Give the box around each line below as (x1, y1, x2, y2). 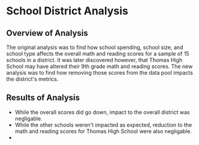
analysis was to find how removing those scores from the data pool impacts (6, 69, 194, 76)
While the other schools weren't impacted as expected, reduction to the (14, 121, 192, 128)
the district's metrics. (6, 76, 59, 82)
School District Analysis (6, 4, 129, 18)
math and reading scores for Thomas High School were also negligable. (14, 127, 192, 135)
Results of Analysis (6, 92, 80, 103)
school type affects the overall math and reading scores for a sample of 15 (6, 50, 190, 57)
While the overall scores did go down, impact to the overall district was (14, 109, 190, 116)
